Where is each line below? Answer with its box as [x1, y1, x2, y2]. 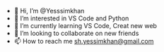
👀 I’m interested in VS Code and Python [13, 14, 129, 22]
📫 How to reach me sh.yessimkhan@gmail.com [13, 37, 154, 45]
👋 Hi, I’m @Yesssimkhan [13, 7, 85, 15]
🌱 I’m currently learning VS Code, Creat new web [13, 22, 158, 30]
